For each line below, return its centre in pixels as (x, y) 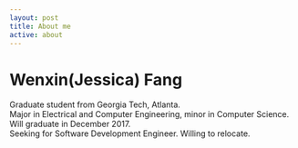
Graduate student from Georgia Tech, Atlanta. (95, 104)
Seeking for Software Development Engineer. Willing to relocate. (130, 133)
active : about (36, 35)
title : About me (40, 26)
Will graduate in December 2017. (70, 124)
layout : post (34, 18)
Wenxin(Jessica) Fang (96, 79)
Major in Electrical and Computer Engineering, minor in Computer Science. (149, 114)
